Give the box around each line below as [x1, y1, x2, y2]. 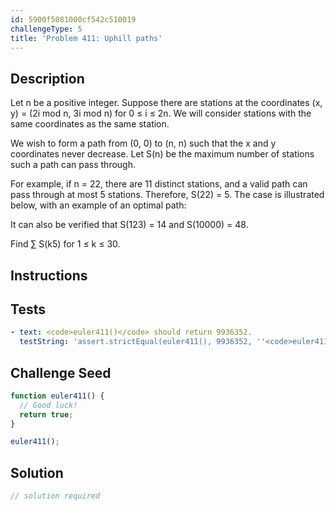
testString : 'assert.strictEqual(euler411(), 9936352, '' [19, 337, 267, 347]
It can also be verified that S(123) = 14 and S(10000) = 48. [10, 219, 249, 231]
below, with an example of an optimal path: [10, 199, 187, 211]
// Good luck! [19, 400, 78, 410]
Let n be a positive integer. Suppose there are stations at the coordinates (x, [10, 97, 323, 109]
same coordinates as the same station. [10, 118, 170, 130]
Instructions [10, 267, 88, 284]
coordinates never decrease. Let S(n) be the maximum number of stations [10, 148, 315, 160]
